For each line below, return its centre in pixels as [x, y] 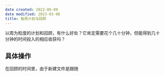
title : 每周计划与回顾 [26, 19]
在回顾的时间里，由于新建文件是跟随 [42, 69]
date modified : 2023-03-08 [33, 14]
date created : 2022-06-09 [31, 9]
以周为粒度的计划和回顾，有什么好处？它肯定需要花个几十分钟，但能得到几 [80, 33]
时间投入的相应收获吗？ [41, 39]
